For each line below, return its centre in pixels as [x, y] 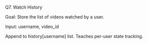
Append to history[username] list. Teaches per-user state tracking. [74, 36]
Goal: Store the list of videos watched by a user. [55, 17]
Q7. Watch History [24, 7]
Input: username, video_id [32, 26]
